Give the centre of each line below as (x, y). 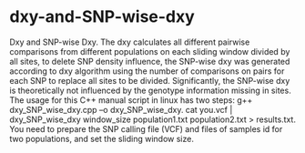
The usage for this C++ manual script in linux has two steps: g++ (131, 100)
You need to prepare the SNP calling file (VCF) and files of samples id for (146, 128)
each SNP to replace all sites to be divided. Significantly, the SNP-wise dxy (150, 80)
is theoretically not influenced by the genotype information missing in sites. (150, 90)
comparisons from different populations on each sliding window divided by (150, 51)
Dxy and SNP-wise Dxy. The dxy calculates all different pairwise (130, 42)
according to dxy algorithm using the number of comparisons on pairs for (147, 71)
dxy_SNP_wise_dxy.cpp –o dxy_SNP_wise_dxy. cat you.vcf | (121, 109)
